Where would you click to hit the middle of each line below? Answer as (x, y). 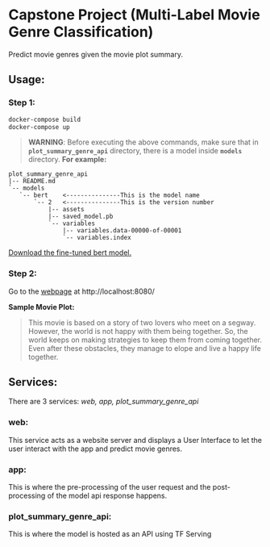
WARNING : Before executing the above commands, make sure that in (143, 142)
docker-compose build (45, 119)
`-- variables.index (97, 238)
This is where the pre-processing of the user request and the (110, 487)
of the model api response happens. (107, 496)
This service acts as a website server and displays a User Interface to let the (135, 440)
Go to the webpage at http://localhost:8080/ (82, 291)
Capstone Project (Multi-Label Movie (134, 15)
